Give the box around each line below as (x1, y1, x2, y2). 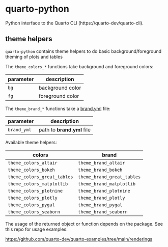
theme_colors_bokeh (8, 167, 55, 173)
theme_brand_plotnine (78, 188, 131, 194)
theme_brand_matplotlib (78, 181, 136, 186)
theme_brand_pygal (78, 202, 123, 208)
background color (39, 84, 81, 91)
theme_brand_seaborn (78, 209, 128, 214)
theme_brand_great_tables (78, 174, 141, 180)
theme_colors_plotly (8, 195, 58, 201)
